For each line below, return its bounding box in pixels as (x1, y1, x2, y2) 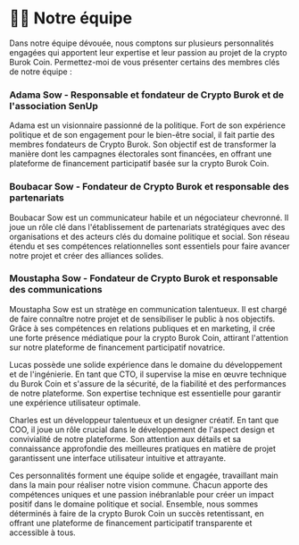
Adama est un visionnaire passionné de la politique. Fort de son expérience (9, 120, 286, 131)
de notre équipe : (9, 66, 73, 77)
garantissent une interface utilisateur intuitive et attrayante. (9, 452, 227, 464)
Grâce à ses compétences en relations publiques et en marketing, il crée (9, 322, 276, 334)
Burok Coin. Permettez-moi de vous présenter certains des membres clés (9, 56, 280, 67)
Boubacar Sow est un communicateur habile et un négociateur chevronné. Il (9, 212, 289, 223)
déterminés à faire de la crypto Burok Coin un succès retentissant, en (9, 507, 265, 518)
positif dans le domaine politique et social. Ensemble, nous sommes (9, 498, 259, 509)
